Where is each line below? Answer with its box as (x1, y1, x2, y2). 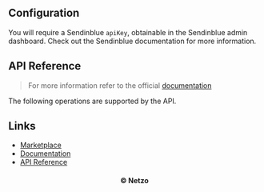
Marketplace (19, 140, 62, 150)
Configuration (8, 6, 80, 20)
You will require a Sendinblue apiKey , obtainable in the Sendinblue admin (8, 27, 248, 37)
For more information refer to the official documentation (27, 80, 212, 90)
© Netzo (119, 176, 150, 186)
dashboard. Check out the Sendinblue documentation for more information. (8, 36, 257, 46)
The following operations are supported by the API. (8, 96, 177, 106)
